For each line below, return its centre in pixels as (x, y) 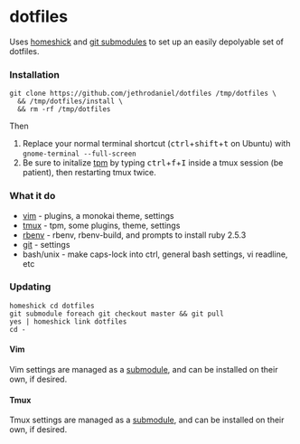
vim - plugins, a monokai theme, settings (98, 215)
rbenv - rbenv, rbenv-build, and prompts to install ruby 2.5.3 (134, 235)
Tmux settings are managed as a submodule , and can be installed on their (147, 420)
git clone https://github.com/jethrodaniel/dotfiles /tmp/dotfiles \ (143, 94)
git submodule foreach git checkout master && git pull (117, 314)
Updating (30, 287)
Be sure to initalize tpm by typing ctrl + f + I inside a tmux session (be (153, 163)
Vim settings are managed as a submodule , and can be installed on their (144, 370)
